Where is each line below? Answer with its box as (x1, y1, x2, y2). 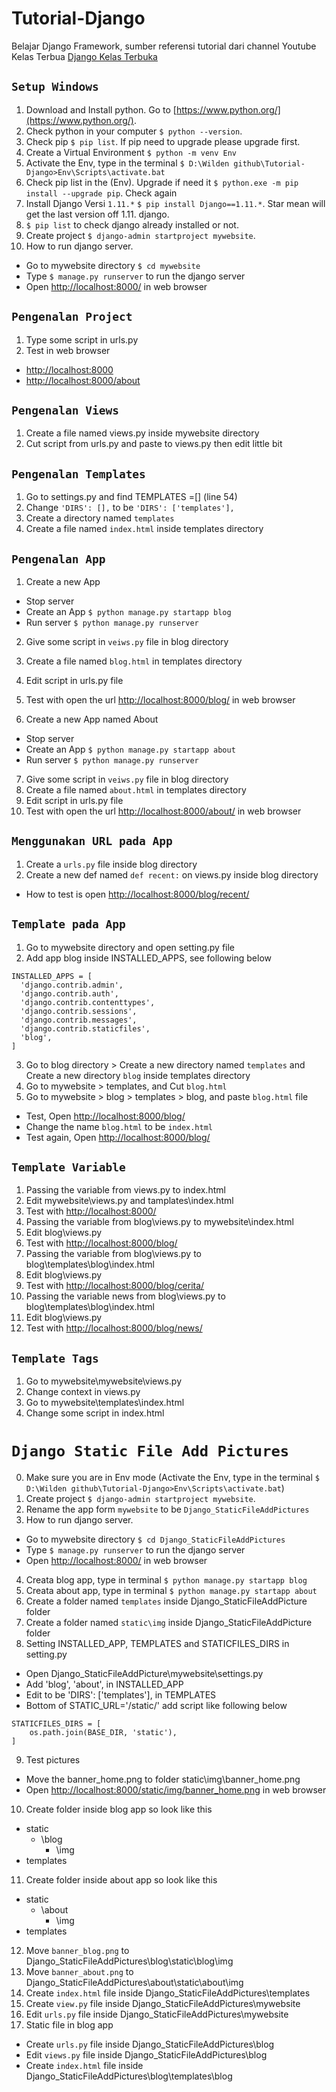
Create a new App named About (25, 713, 159, 725)
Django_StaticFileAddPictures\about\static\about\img (25, 1977, 244, 1989)
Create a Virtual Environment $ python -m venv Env (25, 146, 237, 158)
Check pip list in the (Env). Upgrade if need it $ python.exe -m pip (25, 176, 299, 188)
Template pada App (11, 917, 126, 932)
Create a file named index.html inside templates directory (25, 523, 264, 535)
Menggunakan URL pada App (11, 834, 173, 849)
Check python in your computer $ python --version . (25, 125, 243, 137)
